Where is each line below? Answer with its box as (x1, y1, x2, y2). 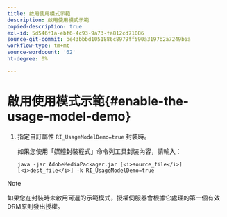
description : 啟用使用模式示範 (7, 17, 90, 24)
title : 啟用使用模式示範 (7, 10, 71, 17)
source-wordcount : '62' (7, 49, 76, 56)
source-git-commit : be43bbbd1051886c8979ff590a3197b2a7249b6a (7, 36, 191, 43)
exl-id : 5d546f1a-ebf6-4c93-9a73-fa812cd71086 (7, 29, 144, 37)
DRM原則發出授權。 (7, 202, 64, 210)
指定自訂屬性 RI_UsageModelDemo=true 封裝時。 (17, 132, 151, 141)
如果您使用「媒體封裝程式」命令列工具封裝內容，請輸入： (17, 147, 182, 155)
